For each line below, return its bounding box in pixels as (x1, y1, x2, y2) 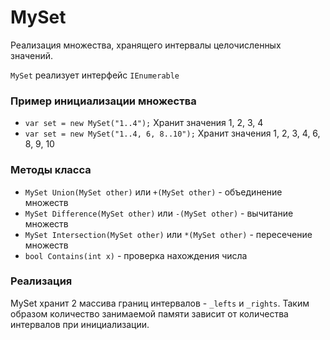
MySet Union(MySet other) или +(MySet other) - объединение (24, 186, 283, 198)
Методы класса (10, 163, 92, 177)
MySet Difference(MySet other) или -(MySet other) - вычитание (24, 207, 294, 219)
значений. (10, 49, 54, 61)
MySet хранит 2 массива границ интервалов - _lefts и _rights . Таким (10, 297, 310, 309)
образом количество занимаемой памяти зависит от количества (10, 307, 289, 320)
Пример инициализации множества (10, 94, 197, 108)
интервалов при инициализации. (10, 318, 150, 330)
